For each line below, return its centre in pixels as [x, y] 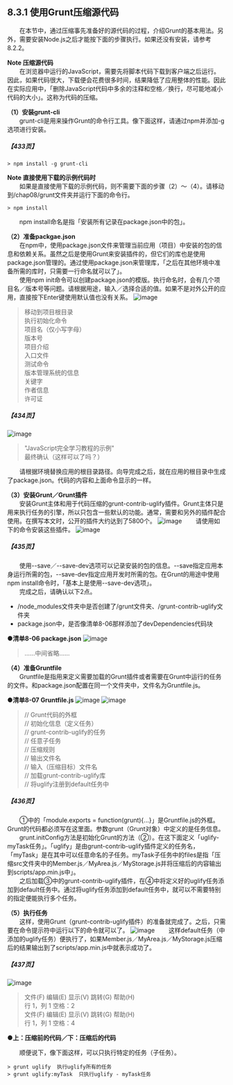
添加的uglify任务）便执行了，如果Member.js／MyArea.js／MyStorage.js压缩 [115, 939]
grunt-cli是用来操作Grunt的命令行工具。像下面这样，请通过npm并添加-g [122, 121]
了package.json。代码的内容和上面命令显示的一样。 [81, 480]
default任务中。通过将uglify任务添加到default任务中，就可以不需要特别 [120, 889]
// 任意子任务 [42, 740]
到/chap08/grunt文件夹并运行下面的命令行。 [70, 195]
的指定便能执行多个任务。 [44, 898]
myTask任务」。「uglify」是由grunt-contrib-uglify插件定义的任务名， [103, 846]
